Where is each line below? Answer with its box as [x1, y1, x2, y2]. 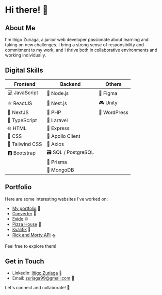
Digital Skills [5, 66, 44, 74]
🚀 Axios [47, 141, 64, 147]
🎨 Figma [98, 90, 118, 97]
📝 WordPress [98, 109, 129, 116]
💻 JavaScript [7, 89, 38, 96]
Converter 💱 [12, 210, 36, 216]
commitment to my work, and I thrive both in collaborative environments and [5, 47, 158, 53]
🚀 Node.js [47, 90, 69, 97]
